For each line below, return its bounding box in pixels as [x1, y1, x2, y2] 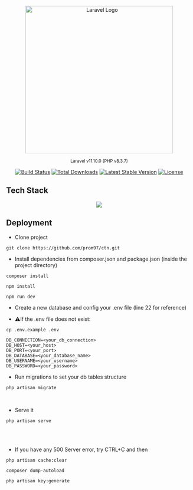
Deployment [6, 218, 53, 228]
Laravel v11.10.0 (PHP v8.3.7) [70, 158, 128, 164]
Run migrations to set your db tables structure [14, 373, 127, 380]
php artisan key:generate [6, 478, 70, 484]
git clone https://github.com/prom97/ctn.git [6, 245, 120, 251]
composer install [6, 273, 49, 279]
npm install [6, 283, 35, 289]
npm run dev [6, 294, 35, 300]
